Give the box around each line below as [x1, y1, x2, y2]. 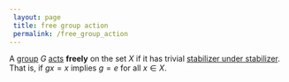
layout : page [12, 12, 62, 22]
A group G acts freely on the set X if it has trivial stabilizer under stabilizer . [9, 54, 281, 64]
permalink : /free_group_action [12, 29, 128, 38]
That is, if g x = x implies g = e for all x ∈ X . [9, 63, 167, 73]
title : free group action [12, 21, 109, 30]
